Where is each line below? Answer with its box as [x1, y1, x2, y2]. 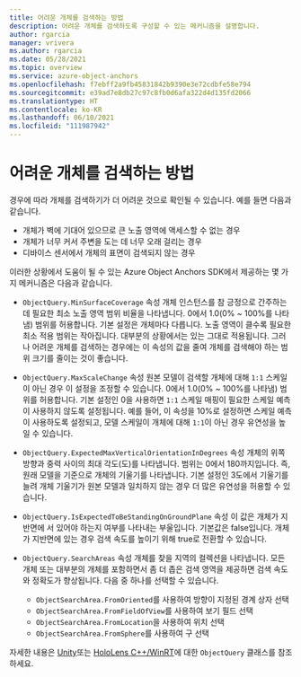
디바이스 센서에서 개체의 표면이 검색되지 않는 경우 [22, 247, 196, 258]
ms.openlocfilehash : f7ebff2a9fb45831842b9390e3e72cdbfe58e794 [9, 80, 252, 89]
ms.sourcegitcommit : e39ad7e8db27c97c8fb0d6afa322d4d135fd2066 [9, 88, 252, 97]
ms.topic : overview [9, 64, 83, 73]
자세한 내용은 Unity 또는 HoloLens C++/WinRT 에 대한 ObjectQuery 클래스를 [9, 646, 276, 657]
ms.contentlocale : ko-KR [9, 105, 102, 114]
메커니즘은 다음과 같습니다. [18, 277, 113, 288]
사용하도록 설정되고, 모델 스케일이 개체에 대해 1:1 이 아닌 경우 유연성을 [31, 417, 277, 427]
